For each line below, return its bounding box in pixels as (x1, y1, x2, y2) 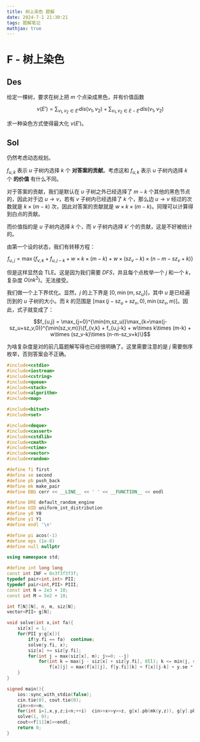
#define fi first (7, 467, 50, 473)
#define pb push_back (7, 477, 61, 483)
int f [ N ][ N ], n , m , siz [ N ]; (7, 603, 77, 610)
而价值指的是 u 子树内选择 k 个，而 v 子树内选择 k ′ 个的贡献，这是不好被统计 (7, 223, 193, 230)
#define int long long (7, 565, 63, 571)
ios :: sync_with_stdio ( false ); (17, 691, 93, 697)
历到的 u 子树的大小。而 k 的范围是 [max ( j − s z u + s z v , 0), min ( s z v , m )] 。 (7, 297, 183, 306)
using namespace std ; (7, 554, 61, 560)
